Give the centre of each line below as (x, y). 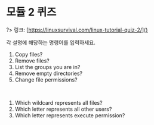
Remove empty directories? (49, 73)
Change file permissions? (46, 79)
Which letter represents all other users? (63, 109)
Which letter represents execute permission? (70, 115)
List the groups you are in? (47, 67)
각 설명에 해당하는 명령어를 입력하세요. (51, 42)
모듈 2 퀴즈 (31, 12)
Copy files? (29, 54)
